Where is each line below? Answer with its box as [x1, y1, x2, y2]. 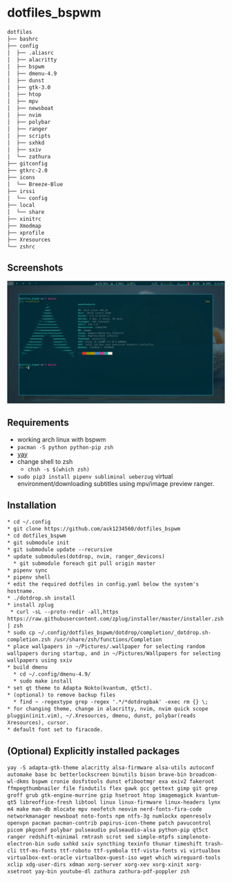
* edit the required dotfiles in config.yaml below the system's [7, 581, 199, 588]
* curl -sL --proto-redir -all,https [10, 609, 119, 615]
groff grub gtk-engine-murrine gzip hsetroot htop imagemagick [7, 792, 193, 799]
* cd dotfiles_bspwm [7, 532, 67, 539]
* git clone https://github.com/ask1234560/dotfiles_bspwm [7, 525, 181, 532]
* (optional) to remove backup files [7, 692, 116, 699]
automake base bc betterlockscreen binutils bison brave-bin [7, 771, 187, 778]
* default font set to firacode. [7, 726, 104, 733]
